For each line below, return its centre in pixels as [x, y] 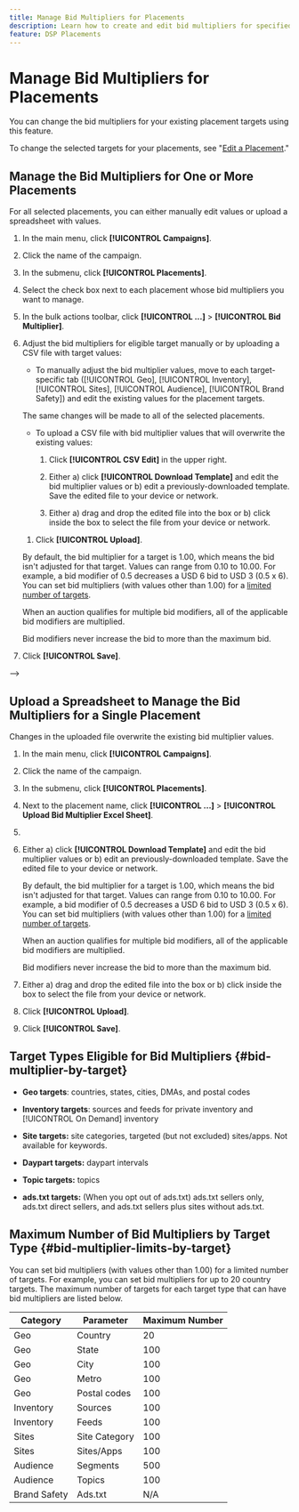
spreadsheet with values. [55, 221]
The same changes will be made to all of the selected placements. [143, 416]
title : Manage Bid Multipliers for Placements [97, 17]
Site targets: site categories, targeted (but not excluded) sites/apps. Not [154, 1136]
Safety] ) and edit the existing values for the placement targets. [150, 399]
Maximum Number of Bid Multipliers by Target [140, 1235]
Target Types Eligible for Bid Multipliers [121, 1057]
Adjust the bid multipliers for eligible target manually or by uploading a [151, 344]
